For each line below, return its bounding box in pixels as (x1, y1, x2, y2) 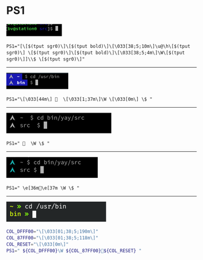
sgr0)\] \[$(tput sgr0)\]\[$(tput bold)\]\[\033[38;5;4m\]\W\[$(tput (6, 50, 185, 56)
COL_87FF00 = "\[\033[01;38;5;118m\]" (6, 235, 98, 241)
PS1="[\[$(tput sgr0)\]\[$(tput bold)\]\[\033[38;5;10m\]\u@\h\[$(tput (6, 43, 190, 49)
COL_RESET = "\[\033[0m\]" (6, 241, 69, 247)
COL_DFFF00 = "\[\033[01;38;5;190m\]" (6, 228, 98, 235)
